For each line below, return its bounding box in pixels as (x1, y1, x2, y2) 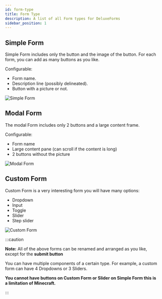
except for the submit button (5, 251, 63, 257)
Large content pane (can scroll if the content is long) (12, 146, 117, 152)
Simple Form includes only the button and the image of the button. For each (5, 51, 156, 57)
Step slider (12, 217, 34, 223)
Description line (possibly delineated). (12, 81, 88, 86)
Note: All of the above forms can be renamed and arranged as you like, (5, 246, 147, 251)
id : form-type (5, 7, 34, 12)
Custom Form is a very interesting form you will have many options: (5, 187, 140, 193)
